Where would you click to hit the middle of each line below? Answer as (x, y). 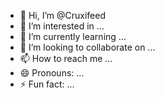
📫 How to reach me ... (66, 58)
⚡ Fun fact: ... (47, 84)
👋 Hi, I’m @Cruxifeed (63, 15)
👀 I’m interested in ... (62, 26)
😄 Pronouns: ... (52, 73)
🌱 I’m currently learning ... (73, 36)
